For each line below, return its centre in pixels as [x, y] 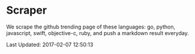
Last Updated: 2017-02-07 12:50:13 [50, 45]
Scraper [26, 10]
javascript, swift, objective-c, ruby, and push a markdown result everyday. [97, 33]
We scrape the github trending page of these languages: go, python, [91, 27]
